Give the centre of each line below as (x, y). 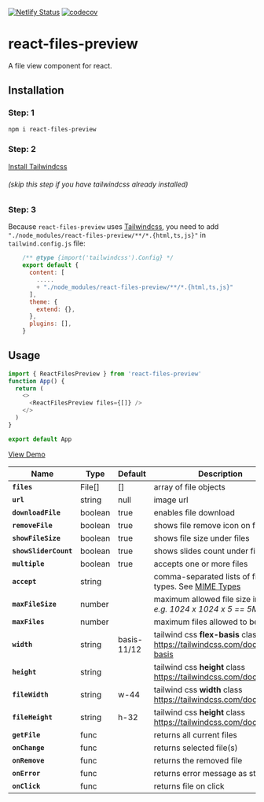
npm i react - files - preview (52, 129)
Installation (36, 91)
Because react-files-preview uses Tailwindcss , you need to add (114, 227)
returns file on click (189, 785)
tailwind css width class (198, 689)
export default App (40, 439)
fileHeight (32, 717)
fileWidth (30, 694)
